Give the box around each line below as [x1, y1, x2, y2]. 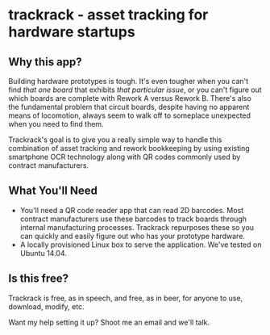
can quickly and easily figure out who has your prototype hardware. [19, 231, 246, 241]
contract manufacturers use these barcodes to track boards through [19, 214, 247, 224]
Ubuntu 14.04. [19, 248, 67, 258]
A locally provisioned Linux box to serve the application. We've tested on [19, 240, 262, 249]
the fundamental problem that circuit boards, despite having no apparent [8, 103, 250, 111]
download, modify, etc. [8, 301, 85, 312]
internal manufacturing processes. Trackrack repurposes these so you [19, 222, 255, 232]
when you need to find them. [8, 119, 104, 128]
